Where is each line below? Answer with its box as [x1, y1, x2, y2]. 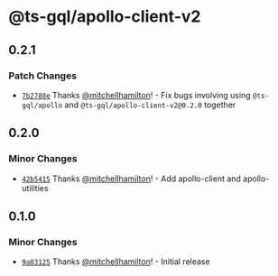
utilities [21, 182, 49, 193]
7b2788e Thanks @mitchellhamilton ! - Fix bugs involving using [21, 89, 251, 100]
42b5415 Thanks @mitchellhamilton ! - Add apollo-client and [21, 173, 241, 184]
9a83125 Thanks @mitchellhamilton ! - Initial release [21, 256, 210, 267]
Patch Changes [8, 69, 78, 82]
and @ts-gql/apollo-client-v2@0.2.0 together [64, 99, 236, 110]
